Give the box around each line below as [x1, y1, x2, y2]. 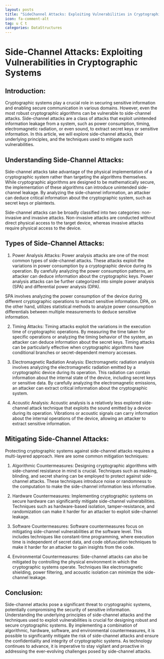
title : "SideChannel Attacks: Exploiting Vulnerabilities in [5, 12, 132, 17]
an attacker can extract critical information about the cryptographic [12, 385, 148, 391]
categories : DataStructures [5, 25, 62, 30]
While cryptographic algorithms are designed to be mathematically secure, [5, 179, 155, 185]
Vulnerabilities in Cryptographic [5, 57, 138, 68]
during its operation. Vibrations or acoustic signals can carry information [12, 410, 158, 416]
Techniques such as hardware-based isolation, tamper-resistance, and [12, 503, 155, 509]
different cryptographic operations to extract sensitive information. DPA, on [5, 298, 156, 304]
